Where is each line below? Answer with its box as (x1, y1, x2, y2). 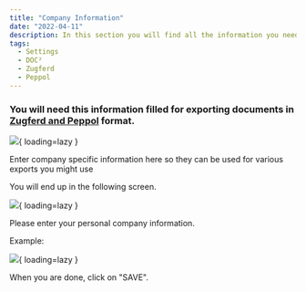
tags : (9, 38, 30, 48)
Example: (9, 235, 45, 246)
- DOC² (17, 56, 43, 65)
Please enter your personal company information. (9, 218, 196, 229)
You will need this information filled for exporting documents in (9, 102, 294, 115)
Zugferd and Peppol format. (9, 114, 135, 127)
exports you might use (9, 163, 94, 174)
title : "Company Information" (9, 13, 125, 23)
